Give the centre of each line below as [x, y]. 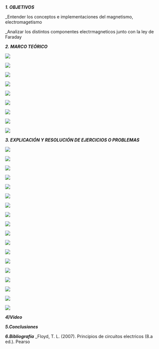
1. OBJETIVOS [20, 7]
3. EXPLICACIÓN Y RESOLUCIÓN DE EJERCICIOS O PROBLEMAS [72, 140]
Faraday [14, 37]
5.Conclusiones [22, 327]
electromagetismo [24, 22]
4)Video [14, 317]
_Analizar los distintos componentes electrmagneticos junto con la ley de [79, 32]
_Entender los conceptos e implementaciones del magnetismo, [69, 17]
